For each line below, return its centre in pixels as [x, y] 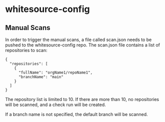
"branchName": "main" [41, 77]
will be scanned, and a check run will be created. [55, 104]
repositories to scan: [26, 50]
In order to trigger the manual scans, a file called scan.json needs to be [78, 39]
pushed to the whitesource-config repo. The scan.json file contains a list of [83, 45]
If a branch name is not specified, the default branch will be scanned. [77, 114]
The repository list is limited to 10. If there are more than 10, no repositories [82, 99]
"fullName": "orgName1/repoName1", [55, 72]
